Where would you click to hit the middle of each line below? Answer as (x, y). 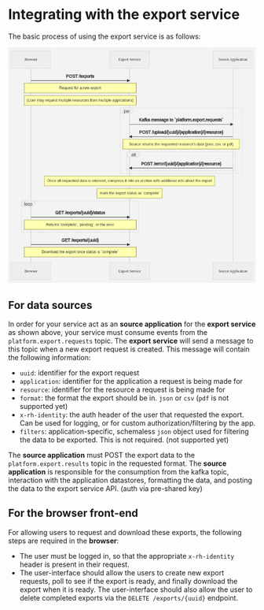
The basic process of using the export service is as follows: (104, 36)
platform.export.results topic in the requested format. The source (117, 463)
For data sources (50, 305)
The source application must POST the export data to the (101, 455)
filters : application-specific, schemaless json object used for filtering (134, 431)
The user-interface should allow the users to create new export (122, 572)
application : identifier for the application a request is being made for (131, 381)
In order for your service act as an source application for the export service (132, 324)
